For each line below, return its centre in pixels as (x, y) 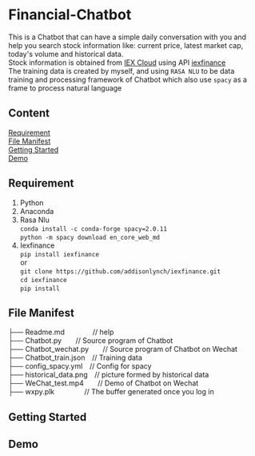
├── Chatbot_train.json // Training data (75, 357)
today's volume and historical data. (66, 54)
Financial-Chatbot (70, 15)
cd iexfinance (43, 280)
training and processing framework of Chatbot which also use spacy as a (128, 79)
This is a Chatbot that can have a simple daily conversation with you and (127, 37)
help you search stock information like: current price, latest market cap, (126, 45)
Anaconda (37, 211)
